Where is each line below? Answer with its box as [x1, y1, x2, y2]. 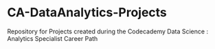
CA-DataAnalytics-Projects [7, 5, 167, 20]
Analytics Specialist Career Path [7, 34, 98, 42]
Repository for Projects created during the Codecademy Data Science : [7, 27, 208, 35]
